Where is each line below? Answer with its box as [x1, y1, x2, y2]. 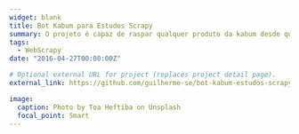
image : [9, 94, 34, 103]
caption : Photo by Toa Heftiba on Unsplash [17, 103, 181, 112]
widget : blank [9, 12, 62, 22]
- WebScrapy [17, 46, 62, 55]
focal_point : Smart [17, 111, 90, 120]
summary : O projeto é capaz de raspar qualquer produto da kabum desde [9, 29, 280, 38]
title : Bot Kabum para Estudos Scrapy [9, 21, 153, 30]
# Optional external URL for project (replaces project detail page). [9, 70, 277, 80]
